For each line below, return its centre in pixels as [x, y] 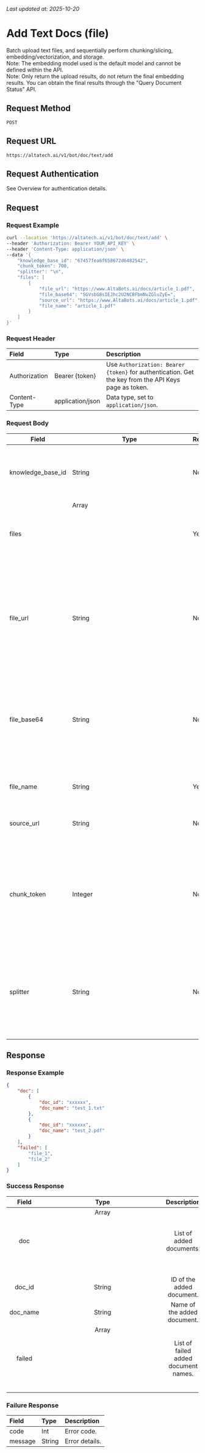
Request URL [31, 141]
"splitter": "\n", [41, 272]
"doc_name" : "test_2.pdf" [72, 1131]
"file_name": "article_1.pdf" [77, 306]
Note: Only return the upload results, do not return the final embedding [95, 76]
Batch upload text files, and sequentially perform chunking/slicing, [90, 50]
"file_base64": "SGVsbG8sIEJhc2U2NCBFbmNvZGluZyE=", [107, 294]
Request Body [27, 424]
